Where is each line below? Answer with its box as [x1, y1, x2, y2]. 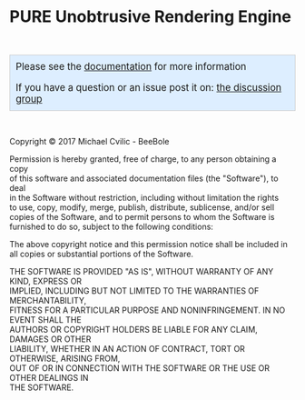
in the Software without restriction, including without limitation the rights [9, 192, 280, 203]
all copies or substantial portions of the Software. [9, 248, 193, 259]
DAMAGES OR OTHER [9, 334, 92, 345]
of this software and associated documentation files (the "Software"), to [9, 173, 279, 184]
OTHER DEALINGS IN [9, 372, 89, 383]
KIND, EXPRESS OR [9, 275, 83, 286]
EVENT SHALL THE [9, 314, 82, 325]
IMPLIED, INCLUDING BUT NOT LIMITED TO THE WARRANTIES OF [9, 285, 260, 296]
